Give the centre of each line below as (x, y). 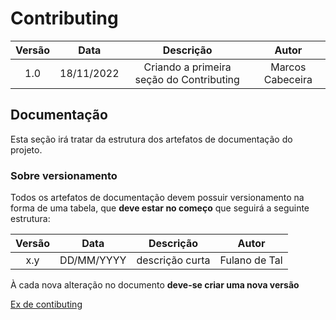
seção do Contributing (187, 79)
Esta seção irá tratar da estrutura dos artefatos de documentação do (151, 139)
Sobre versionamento (64, 175)
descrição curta (173, 260)
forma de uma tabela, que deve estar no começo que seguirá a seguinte (160, 208)
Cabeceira (288, 79)
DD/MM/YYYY (93, 260)
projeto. (26, 149)
